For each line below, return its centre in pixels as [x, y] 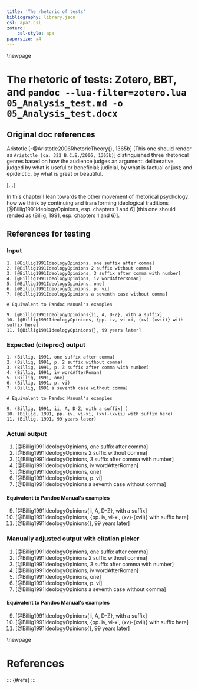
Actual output [27, 434]
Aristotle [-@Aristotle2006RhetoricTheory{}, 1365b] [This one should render [99, 149]
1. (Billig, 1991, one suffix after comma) [61, 357]
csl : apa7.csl [24, 22]
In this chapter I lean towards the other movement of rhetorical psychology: [98, 196]
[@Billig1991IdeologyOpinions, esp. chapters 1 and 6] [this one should [91, 209]
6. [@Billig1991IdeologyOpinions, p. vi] [58, 289]
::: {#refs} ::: [21, 680]
